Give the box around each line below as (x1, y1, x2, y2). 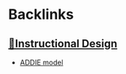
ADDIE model (19, 57, 63, 67)
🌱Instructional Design (8, 37, 117, 50)
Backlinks (8, 6, 74, 24)
